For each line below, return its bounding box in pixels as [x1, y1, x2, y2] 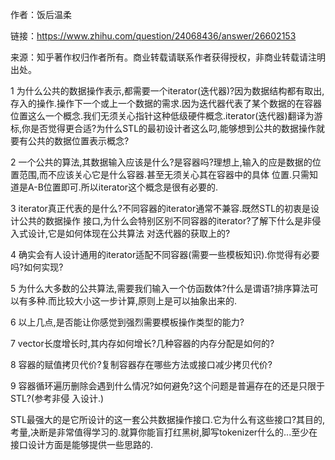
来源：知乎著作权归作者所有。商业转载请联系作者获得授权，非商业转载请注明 [10, 51, 326, 63]
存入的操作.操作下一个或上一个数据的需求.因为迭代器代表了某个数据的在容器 [10, 98, 323, 109]
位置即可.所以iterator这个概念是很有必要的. [43, 181, 219, 193]
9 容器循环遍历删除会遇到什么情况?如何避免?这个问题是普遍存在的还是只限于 [10, 380, 325, 392]
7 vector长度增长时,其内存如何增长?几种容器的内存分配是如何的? [10, 338, 275, 349]
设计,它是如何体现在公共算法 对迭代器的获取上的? [27, 228, 231, 239]
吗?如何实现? [10, 261, 64, 273]
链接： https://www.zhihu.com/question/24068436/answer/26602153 [10, 30, 297, 42]
